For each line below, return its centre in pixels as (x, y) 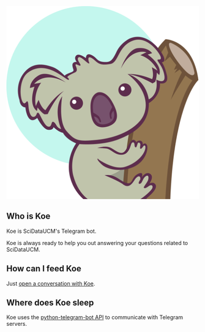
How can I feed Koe (44, 269)
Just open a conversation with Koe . (51, 283)
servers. (17, 324)
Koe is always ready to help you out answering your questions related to (97, 243)
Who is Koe (28, 217)
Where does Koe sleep (50, 303)
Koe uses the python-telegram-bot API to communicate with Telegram (95, 317)
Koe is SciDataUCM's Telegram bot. (51, 231)
